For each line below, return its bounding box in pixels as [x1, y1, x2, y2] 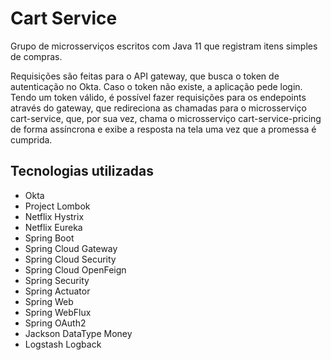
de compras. [10, 50, 63, 62]
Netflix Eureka [24, 221, 83, 233]
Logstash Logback [24, 338, 102, 350]
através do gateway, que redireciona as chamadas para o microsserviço [10, 102, 308, 114]
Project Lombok [24, 200, 91, 212]
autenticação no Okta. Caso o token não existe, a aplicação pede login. [10, 80, 303, 92]
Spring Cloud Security [24, 253, 117, 265]
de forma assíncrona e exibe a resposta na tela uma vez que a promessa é [10, 123, 317, 135]
